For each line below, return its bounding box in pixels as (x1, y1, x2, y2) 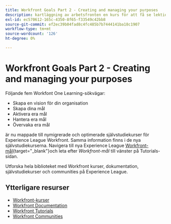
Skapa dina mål (12, 105, 45, 111)
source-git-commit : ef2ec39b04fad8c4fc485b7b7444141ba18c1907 (5, 21, 140, 27)
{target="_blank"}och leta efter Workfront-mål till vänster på (12, 147, 139, 154)
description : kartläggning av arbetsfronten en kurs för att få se (5, 12, 152, 17)
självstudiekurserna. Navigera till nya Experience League (5, 142, 125, 148)
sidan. (5, 153, 18, 159)
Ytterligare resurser (5, 183, 70, 192)
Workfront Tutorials (12, 208, 53, 214)
